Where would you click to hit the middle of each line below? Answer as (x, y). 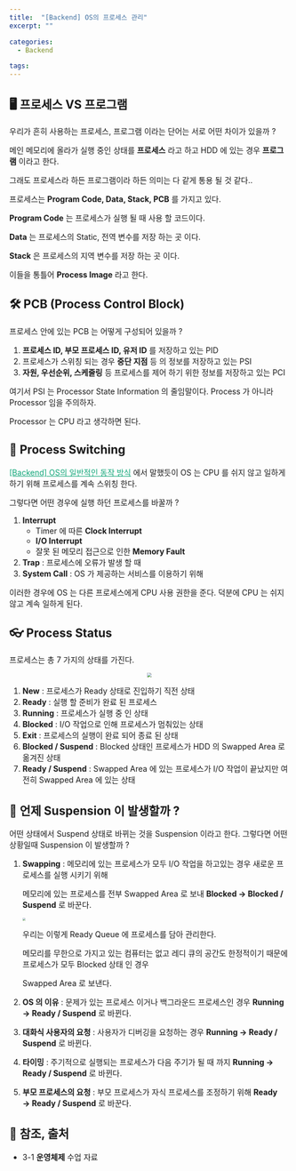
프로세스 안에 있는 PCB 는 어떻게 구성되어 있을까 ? (96, 331)
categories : (31, 42)
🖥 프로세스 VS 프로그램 (68, 104)
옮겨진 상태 (41, 758)
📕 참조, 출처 (39, 1134)
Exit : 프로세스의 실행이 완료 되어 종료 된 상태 (100, 735)
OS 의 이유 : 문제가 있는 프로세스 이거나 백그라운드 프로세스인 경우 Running (153, 1002)
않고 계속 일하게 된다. (46, 603)
